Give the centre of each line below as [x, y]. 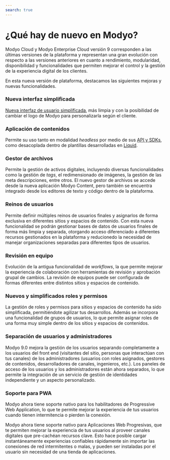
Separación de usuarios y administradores [59, 336]
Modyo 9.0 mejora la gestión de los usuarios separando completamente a [82, 347]
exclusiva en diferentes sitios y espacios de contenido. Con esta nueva [79, 221]
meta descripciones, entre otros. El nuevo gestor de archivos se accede [80, 180]
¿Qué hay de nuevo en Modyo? [72, 35]
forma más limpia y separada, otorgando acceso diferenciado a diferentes [82, 231]
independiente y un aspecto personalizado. [50, 380]
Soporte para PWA [28, 393]
